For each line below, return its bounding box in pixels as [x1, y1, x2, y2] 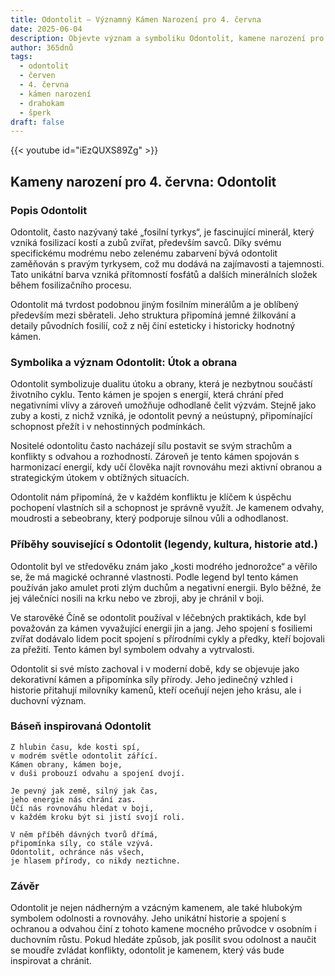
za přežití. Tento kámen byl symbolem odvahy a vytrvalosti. [10, 643, 255, 655]
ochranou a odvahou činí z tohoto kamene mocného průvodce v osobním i [10, 923, 317, 935]
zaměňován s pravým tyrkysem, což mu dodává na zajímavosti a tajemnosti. [10, 257, 325, 270]
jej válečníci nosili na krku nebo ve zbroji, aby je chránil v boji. [10, 592, 265, 604]
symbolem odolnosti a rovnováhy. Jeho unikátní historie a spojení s [10, 912, 287, 925]
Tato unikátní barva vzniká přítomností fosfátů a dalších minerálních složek [10, 268, 318, 280]
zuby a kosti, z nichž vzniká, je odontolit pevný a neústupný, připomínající [10, 410, 313, 422]
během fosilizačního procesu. [10, 279, 132, 291]
